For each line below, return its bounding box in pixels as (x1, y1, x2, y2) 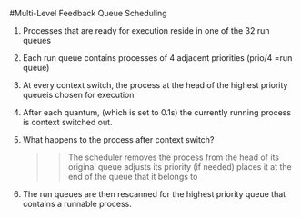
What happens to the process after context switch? (22, 134, 215, 144)
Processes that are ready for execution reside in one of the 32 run (22, 25, 270, 35)
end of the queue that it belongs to (67, 172, 198, 182)
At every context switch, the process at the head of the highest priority (22, 80, 288, 90)
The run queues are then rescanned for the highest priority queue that (22, 189, 286, 199)
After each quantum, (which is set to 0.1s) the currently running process (22, 107, 292, 117)
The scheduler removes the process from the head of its (67, 152, 280, 163)
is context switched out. (22, 117, 113, 127)
